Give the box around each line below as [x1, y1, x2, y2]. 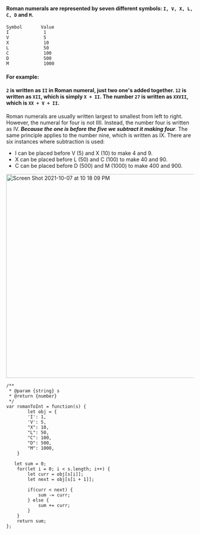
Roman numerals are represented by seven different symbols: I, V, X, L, [6, 5, 193, 12]
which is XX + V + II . [6, 99, 60, 107]
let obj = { [27, 409, 58, 415]
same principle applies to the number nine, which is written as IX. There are [6, 132, 192, 139]
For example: [6, 73, 40, 80]
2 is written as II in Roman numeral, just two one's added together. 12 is [6, 87, 186, 94]
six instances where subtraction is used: [6, 138, 105, 145]
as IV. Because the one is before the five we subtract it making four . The [6, 126, 188, 132]
